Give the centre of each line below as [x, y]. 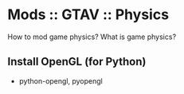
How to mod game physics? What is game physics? [92, 37]
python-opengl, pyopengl [61, 80]
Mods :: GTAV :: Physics [88, 15]
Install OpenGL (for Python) [77, 62]
